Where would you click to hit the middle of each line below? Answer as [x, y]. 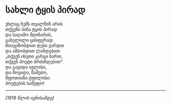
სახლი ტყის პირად [45, 10]
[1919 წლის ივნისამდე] [30, 97]
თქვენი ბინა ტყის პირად [31, 29]
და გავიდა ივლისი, [26, 67]
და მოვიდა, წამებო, [26, 72]
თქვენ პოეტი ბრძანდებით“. [34, 61]
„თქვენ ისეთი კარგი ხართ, [34, 56]
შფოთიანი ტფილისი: [28, 78]
